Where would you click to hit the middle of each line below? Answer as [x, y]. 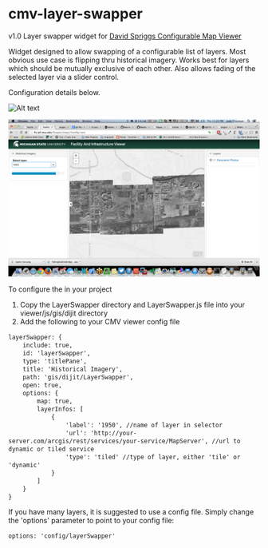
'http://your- [114, 433]
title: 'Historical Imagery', [73, 369]
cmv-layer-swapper [76, 14]
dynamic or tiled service [51, 449]
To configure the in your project [60, 289]
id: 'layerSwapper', [57, 353]
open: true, [42, 385]
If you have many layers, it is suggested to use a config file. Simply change [131, 511]
